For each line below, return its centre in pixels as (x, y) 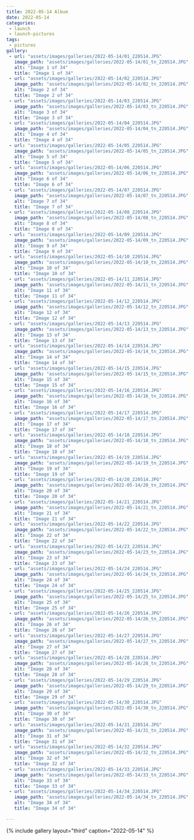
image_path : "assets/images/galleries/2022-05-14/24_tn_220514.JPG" (101, 575)
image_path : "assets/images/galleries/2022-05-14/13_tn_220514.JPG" (101, 329)
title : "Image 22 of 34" (45, 541)
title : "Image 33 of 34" (45, 786)
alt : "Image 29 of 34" (42, 691)
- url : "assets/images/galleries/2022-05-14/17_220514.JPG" (85, 413)
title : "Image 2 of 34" (44, 95)
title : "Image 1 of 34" (44, 73)
